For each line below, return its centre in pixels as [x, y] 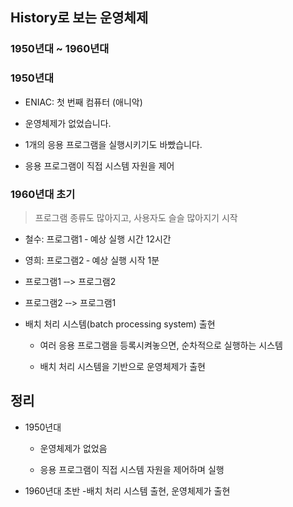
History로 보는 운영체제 [79, 18]
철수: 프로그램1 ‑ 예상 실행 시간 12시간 [98, 239]
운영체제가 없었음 [73, 448]
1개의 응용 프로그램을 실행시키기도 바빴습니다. [113, 144]
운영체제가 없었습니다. [68, 123]
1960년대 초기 [43, 194]
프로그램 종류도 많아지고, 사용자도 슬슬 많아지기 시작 [136, 217]
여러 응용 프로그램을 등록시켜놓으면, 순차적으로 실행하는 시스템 [161, 345]
